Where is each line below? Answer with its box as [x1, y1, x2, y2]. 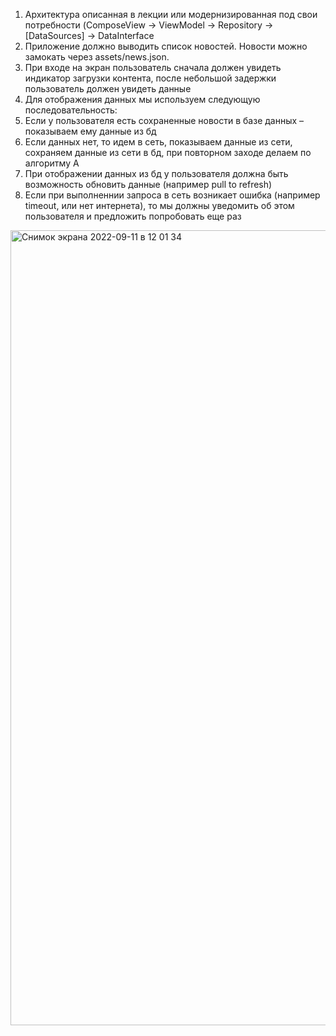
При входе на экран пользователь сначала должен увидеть [24, 62, 282, 73]
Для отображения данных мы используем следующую [24, 94, 261, 105]
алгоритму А [24, 157, 80, 169]
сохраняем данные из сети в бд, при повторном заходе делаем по [24, 147, 312, 158]
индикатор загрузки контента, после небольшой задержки [24, 72, 277, 84]
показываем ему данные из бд [24, 125, 157, 137]
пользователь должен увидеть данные [24, 83, 192, 94]
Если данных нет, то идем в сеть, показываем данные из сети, [24, 136, 293, 148]
